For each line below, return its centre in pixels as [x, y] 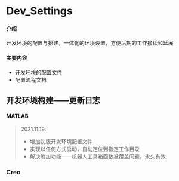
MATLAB [17, 116]
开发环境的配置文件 [38, 72]
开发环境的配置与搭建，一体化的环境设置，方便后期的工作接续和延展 [90, 43]
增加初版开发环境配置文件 [61, 142]
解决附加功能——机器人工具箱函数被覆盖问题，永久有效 [98, 157]
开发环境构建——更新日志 [53, 100]
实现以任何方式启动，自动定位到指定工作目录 [85, 149]
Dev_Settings [39, 11]
